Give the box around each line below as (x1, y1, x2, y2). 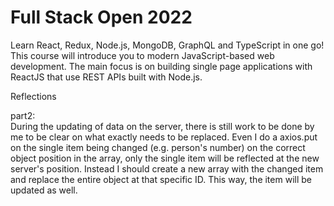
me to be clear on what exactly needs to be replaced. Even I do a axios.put (10, 131, 318, 143)
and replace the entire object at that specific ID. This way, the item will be (10, 173, 312, 185)
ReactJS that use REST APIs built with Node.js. (10, 71, 203, 83)
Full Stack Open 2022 (10, 6, 193, 29)
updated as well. (10, 184, 78, 196)
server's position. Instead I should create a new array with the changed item (10, 162, 324, 175)
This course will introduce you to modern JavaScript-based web (10, 49, 275, 61)
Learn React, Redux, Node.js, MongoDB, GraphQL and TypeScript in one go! (10, 39, 325, 51)
